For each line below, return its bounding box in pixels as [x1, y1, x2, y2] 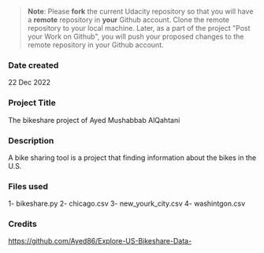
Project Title [8, 98, 57, 109]
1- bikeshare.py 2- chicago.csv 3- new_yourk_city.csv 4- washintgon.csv [8, 199, 246, 208]
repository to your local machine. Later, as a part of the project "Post [27, 24, 251, 32]
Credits [8, 218, 37, 229]
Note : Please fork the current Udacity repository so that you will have [27, 7, 254, 16]
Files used [8, 180, 49, 192]
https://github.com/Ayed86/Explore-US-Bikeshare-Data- [8, 236, 192, 246]
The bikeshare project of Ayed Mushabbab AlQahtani [8, 115, 180, 125]
